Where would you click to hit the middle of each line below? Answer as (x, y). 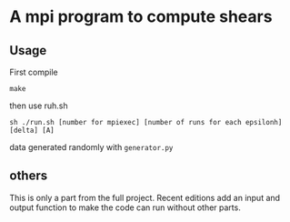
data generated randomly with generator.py (91, 147)
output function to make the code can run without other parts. (125, 207)
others (29, 176)
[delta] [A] (32, 130)
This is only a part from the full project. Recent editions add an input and (145, 197)
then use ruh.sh (39, 106)
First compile (34, 72)
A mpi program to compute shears (141, 17)
